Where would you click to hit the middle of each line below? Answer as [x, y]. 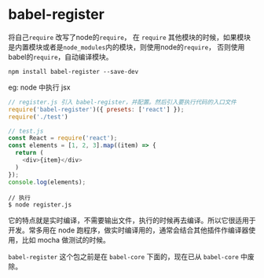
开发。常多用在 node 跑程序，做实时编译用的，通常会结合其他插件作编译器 [128, 230]
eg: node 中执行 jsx [39, 87]
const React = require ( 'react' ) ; [63, 138]
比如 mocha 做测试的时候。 [66, 240]
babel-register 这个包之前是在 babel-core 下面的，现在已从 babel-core [124, 256]
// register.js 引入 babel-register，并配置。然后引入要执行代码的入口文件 [123, 102]
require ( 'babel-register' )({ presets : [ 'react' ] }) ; [96, 109]
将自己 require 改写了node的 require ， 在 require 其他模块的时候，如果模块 [130, 37]
